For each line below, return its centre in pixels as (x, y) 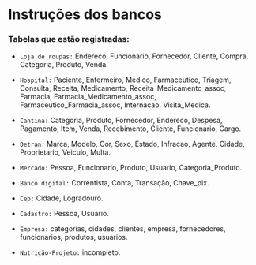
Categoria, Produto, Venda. (64, 65)
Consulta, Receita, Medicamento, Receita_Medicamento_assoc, (123, 88)
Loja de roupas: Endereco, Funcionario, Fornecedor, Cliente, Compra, (134, 56)
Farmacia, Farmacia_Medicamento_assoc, (88, 97)
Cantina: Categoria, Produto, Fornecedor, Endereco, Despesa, (121, 121)
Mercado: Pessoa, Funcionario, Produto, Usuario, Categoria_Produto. (131, 168)
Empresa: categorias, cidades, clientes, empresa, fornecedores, (122, 229)
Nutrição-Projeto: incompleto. (70, 252)
